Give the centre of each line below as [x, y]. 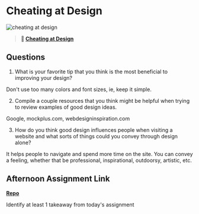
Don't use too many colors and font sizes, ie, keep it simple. [79, 89]
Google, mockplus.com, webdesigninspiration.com [68, 118]
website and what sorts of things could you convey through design [96, 136]
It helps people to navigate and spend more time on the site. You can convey [100, 154]
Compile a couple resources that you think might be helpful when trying [102, 100]
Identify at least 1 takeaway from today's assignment [70, 205]
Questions [26, 57]
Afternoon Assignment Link [58, 179]
